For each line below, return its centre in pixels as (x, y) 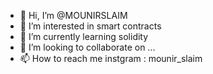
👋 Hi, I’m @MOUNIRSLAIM (73, 15)
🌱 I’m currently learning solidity (84, 36)
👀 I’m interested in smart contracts (90, 26)
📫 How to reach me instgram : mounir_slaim (111, 58)
